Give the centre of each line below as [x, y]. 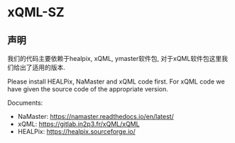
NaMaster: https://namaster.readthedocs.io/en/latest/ [95, 116]
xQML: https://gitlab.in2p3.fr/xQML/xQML [78, 124]
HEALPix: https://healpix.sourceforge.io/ [77, 131]
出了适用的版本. [43, 67]
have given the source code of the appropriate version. [88, 89]
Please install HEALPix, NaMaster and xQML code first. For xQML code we [116, 81]
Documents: [25, 103]
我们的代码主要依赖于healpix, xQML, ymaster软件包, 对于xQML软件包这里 [115, 58]
